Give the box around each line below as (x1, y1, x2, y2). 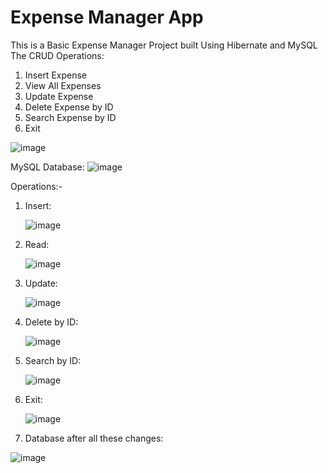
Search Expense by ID (24, 111, 117, 123)
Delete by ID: (24, 316, 79, 328)
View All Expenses (24, 79, 102, 91)
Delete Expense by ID (24, 101, 114, 113)
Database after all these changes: (24, 432, 164, 444)
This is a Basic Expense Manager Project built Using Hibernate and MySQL (10, 39, 318, 51)
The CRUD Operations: (10, 49, 105, 61)
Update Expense (24, 90, 94, 102)
